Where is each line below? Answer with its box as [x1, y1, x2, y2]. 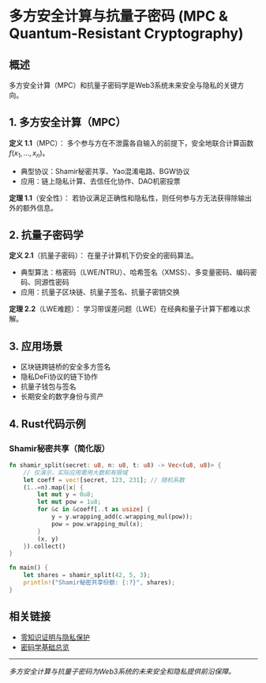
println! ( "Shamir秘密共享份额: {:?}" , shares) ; [23, 579, 176, 586]
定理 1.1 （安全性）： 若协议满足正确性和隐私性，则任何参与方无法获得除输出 [9, 193, 252, 203]
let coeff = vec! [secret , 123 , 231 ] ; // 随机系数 [23, 476, 185, 484]
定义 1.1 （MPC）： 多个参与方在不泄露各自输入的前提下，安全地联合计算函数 [9, 138, 254, 147]
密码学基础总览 [20, 642, 69, 651]
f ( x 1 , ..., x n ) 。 [9, 148, 50, 159]
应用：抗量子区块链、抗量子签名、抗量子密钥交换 [20, 287, 180, 297]
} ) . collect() [23, 542, 66, 550]
